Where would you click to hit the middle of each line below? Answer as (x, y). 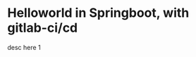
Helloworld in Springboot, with (98, 13)
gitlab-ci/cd (43, 28)
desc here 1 (24, 47)
